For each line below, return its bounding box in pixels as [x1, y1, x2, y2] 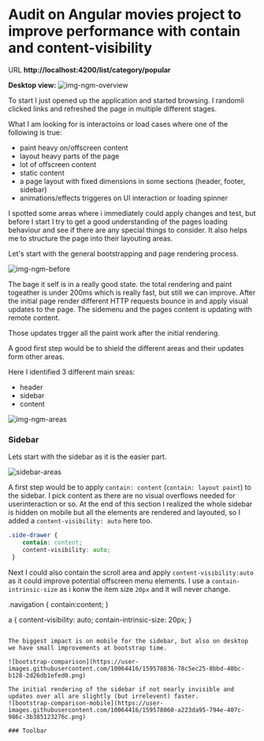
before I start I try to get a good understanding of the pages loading [8, 217, 229, 226]
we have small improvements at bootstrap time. [8, 644, 168, 652]
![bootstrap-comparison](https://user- [8, 657, 139, 665]
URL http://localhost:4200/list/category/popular [8, 65, 171, 74]
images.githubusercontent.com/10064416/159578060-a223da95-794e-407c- [8, 706, 245, 714]
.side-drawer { [8, 531, 58, 539]
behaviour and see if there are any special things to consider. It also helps [8, 225, 248, 234]
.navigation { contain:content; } [8, 599, 109, 609]
